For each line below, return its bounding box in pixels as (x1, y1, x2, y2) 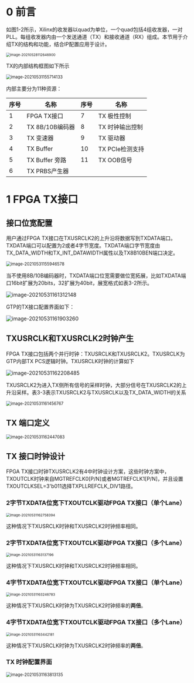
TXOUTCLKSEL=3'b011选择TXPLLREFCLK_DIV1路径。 (6, 483, 137, 490)
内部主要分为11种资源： (6, 85, 62, 92)
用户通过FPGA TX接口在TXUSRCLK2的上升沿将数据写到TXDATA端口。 (6, 235, 176, 242)
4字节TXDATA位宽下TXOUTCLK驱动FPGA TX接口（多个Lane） (6, 618, 186, 627)
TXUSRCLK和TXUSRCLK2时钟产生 (6, 333, 134, 344)
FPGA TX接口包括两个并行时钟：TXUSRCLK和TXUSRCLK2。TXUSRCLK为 (6, 350, 185, 357)
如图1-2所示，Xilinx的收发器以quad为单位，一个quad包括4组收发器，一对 (6, 26, 183, 33)
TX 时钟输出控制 (98, 123, 143, 131)
